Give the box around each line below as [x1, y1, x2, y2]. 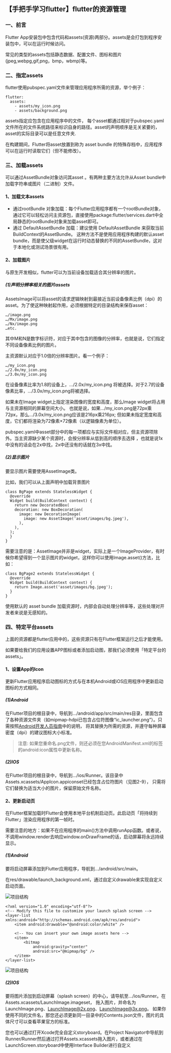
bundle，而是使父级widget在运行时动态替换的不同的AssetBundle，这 [12, 237, 158, 244]
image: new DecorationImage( [18, 511, 81, 517]
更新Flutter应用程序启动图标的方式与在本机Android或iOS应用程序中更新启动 [5, 678, 164, 685]
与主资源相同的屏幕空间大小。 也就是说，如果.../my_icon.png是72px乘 [5, 405, 152, 411]
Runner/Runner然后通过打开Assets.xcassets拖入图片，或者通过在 [5, 1036, 143, 1042]
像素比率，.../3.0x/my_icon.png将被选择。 [5, 388, 93, 394]
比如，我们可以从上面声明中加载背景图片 [5, 479, 90, 485]
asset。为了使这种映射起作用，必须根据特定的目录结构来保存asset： [5, 302, 149, 308]
